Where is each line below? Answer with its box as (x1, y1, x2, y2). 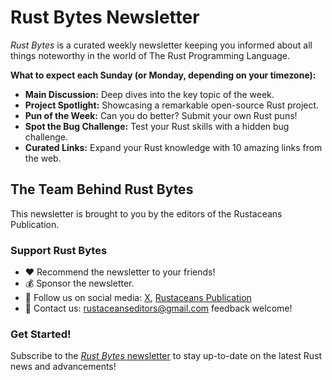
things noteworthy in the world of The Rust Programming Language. (10, 49, 291, 61)
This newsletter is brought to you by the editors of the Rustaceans (10, 207, 283, 220)
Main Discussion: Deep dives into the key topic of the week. (24, 88, 275, 100)
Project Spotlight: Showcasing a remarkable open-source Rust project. (24, 99, 320, 111)
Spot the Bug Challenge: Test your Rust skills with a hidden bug (24, 120, 290, 132)
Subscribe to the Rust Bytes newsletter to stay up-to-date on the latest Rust (10, 350, 323, 362)
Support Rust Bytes (10, 243, 108, 257)
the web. (24, 152, 62, 164)
